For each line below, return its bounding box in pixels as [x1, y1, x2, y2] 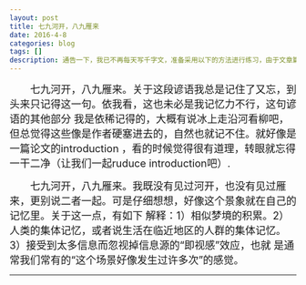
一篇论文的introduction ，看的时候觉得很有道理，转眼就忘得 [9, 142, 296, 155]
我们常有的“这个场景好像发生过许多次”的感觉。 [19, 254, 244, 267]
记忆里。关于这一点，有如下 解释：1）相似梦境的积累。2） [9, 209, 290, 222]
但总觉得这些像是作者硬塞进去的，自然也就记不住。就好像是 [9, 127, 297, 140]
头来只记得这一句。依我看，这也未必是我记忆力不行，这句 [9, 97, 287, 110]
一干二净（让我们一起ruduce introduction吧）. [9, 157, 230, 169]
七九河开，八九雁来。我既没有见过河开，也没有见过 [30, 179, 276, 192]
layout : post [9, 13, 59, 23]
